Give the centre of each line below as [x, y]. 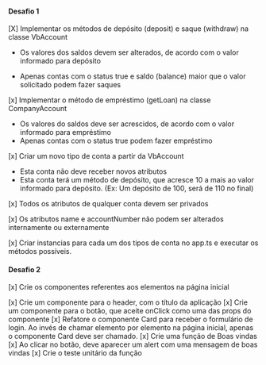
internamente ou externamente [59, 228]
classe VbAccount [38, 37]
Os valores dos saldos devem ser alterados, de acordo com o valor [129, 52]
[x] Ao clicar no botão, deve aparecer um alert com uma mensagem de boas [133, 344]
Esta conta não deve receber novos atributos [93, 171]
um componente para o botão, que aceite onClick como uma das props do [130, 311]
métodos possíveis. [40, 252]
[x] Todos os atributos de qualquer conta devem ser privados [108, 204]
